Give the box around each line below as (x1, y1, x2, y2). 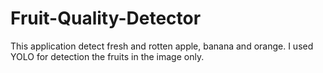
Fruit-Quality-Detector (10, 7, 202, 30)
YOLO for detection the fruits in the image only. (10, 50, 205, 62)
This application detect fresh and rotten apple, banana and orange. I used (10, 40, 314, 52)
